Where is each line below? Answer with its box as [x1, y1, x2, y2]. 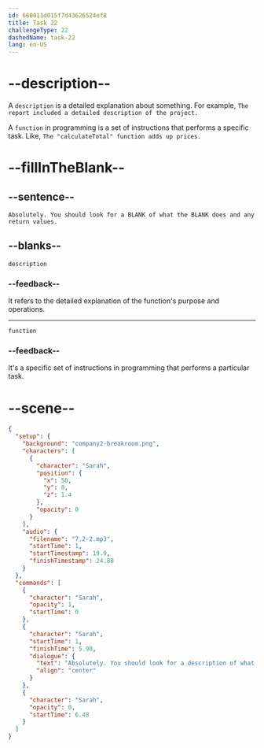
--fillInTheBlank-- [8, 159, 126, 177]
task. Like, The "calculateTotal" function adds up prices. [8, 131, 202, 141]
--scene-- [8, 399, 75, 417]
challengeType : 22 [8, 26, 68, 34]
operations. [8, 305, 46, 314]
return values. [8, 218, 58, 226]
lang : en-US [8, 41, 47, 49]
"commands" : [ [15, 579, 61, 587]
